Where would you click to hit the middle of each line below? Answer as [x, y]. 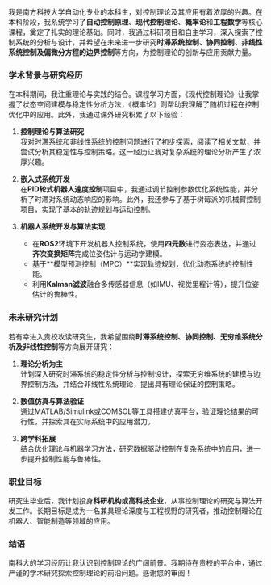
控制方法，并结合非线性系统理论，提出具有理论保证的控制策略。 [133, 384]
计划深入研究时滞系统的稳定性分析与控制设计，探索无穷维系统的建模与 [137, 373]
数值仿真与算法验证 [52, 401]
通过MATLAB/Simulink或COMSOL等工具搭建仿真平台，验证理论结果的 [136, 411]
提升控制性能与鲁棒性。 [66, 458]
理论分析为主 [41, 364]
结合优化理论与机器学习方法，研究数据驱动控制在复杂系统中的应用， [133, 448]
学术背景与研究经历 [46, 75]
